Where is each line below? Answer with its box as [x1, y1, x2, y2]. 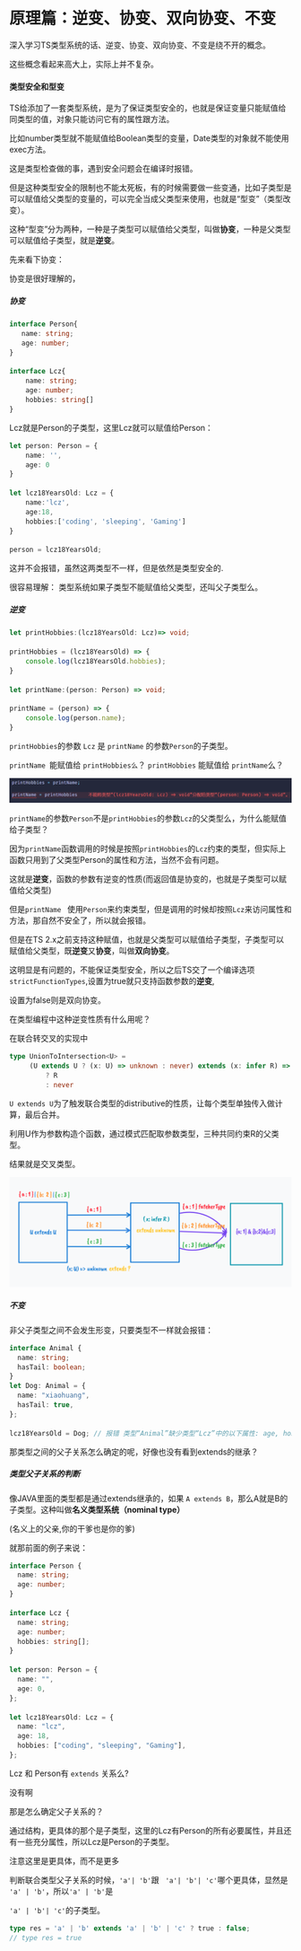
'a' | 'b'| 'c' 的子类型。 [9, 1904, 106, 1915]
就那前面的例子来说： [9, 1542, 88, 1553]
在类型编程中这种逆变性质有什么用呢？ [9, 1014, 150, 1024]
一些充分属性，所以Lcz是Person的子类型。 [16, 1836, 175, 1847]
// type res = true [9, 1933, 82, 1942]
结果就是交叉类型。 [9, 1158, 81, 1169]
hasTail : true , [17, 1401, 74, 1410]
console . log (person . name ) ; [25, 714, 126, 723]
